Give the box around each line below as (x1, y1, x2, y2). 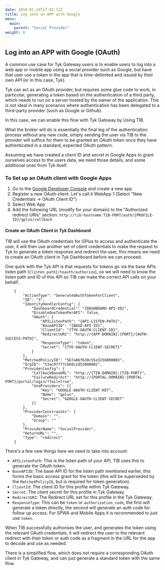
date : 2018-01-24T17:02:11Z (5, 7, 63, 12)
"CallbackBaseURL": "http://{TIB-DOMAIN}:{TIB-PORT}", (31, 371, 147, 376)
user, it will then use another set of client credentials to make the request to (5, 244, 158, 250)
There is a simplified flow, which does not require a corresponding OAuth (5, 550, 154, 556)
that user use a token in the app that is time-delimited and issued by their (5, 72, 154, 78)
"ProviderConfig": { (23, 366, 65, 372)
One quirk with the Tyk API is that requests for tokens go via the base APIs (5, 264, 156, 270)
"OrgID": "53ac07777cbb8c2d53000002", (23, 362, 102, 367)
